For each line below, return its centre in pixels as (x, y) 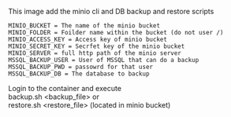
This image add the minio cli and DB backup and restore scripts (111, 11)
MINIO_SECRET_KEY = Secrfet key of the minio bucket (97, 46)
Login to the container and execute (65, 88)
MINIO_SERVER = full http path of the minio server (95, 53)
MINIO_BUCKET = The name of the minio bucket (84, 26)
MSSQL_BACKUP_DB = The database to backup (79, 74)
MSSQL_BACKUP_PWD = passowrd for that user (81, 67)
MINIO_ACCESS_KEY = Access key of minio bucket (88, 39)
